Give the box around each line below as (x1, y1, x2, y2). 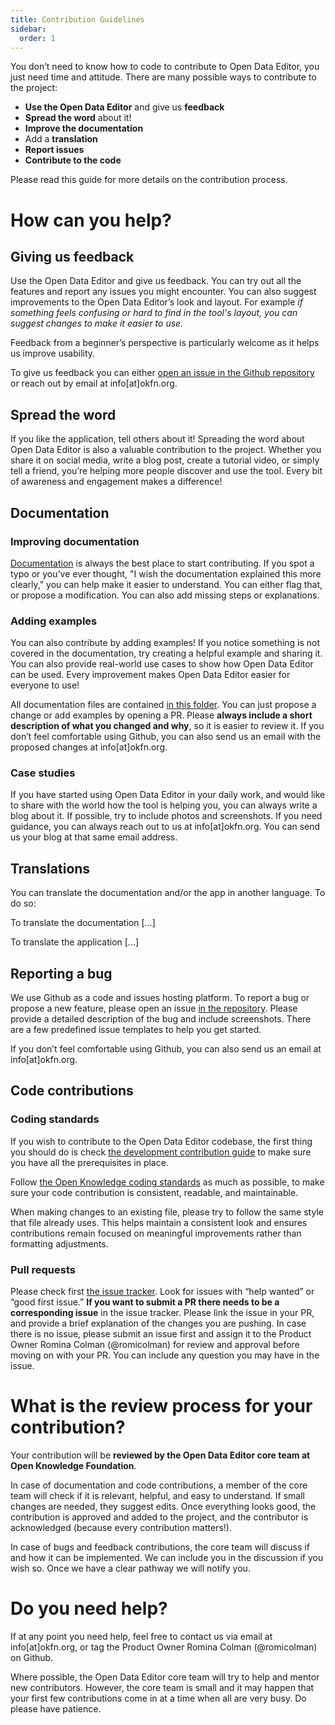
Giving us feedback (10, 248, 135, 265)
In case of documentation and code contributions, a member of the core (10, 1479, 308, 1491)
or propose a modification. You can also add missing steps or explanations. (10, 589, 320, 601)
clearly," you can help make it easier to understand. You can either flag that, (10, 578, 323, 590)
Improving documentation (10, 534, 140, 548)
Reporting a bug (10, 965, 113, 982)
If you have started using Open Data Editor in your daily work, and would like (10, 789, 326, 801)
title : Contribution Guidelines (10, 14, 145, 25)
